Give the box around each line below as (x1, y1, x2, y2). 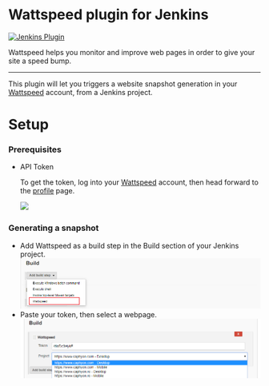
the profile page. (19, 186, 75, 196)
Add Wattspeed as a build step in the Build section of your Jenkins (19, 241, 239, 250)
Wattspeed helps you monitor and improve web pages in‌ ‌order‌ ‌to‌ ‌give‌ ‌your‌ (8, 47, 255, 57)
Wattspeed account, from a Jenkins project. (8, 87, 153, 97)
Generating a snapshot (8, 222, 99, 233)
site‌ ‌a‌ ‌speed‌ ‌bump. (8, 56, 72, 66)
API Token (19, 162, 54, 172)
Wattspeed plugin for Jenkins (8, 6, 209, 24)
